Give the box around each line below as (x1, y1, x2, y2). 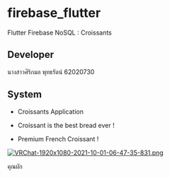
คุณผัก (7, 162, 23, 170)
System (7, 88, 42, 100)
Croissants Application (17, 107, 84, 116)
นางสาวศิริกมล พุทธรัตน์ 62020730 (7, 67, 95, 76)
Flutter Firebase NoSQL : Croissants (7, 28, 112, 37)
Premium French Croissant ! (17, 134, 99, 143)
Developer (7, 49, 55, 61)
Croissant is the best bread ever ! (17, 121, 115, 129)
